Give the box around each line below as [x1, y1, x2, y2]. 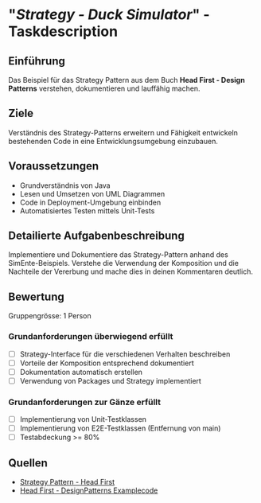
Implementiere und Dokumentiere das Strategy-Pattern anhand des [8, 250, 228, 259]
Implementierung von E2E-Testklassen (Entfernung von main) [19, 423, 221, 433]
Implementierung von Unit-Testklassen [19, 415, 147, 424]
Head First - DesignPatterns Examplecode [19, 485, 158, 495]
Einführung [8, 54, 65, 68]
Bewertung [8, 290, 65, 303]
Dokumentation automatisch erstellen [19, 367, 143, 376]
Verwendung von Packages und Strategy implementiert [19, 376, 201, 385]
